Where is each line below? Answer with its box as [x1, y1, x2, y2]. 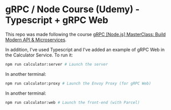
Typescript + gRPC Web [5, 14, 108, 26]
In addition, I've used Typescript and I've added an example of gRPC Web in [5, 46, 165, 52]
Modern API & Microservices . [5, 37, 67, 43]
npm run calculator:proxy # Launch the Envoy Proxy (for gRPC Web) [5, 80, 152, 86]
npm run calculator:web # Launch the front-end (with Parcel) [5, 100, 140, 105]
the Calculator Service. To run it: [5, 52, 73, 58]
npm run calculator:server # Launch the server [5, 62, 108, 67]
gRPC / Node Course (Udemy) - [5, 4, 140, 15]
